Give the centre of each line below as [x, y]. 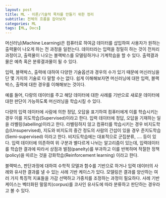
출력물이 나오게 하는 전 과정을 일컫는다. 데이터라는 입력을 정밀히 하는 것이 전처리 [83, 49]
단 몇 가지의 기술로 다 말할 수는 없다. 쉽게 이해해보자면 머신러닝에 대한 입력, [78, 78]
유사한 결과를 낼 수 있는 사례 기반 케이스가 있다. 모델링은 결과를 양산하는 [83, 172]
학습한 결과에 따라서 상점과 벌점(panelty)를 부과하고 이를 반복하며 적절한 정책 [85, 149]
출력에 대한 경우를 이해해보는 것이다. [51, 84]
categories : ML [21, 24]
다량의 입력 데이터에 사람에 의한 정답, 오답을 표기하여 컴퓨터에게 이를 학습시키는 [82, 112]
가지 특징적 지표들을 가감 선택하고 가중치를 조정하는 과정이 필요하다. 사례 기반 [85, 178]
